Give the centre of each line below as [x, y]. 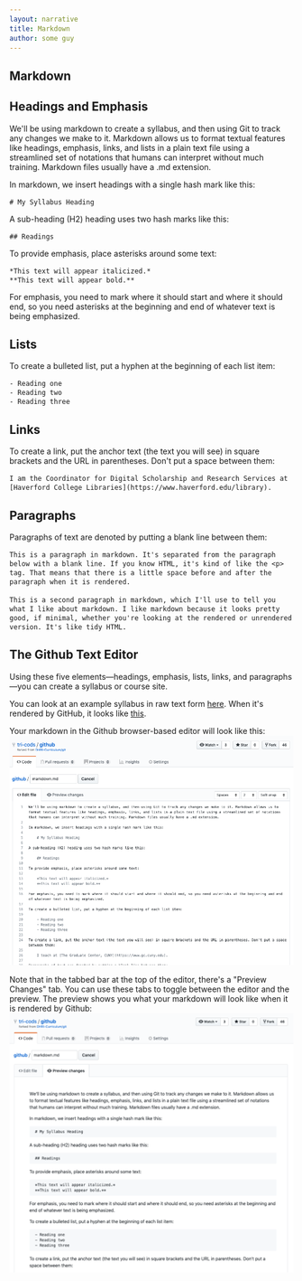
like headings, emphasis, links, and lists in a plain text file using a [130, 147]
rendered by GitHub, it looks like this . [78, 713]
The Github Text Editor [74, 655]
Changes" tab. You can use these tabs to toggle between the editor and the [150, 989]
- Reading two [36, 393]
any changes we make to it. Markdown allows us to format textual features [147, 138]
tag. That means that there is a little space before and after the [141, 573]
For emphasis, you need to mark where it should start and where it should [146, 297]
